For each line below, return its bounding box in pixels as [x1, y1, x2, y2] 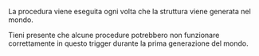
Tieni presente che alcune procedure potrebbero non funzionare [8, 31, 220, 39]
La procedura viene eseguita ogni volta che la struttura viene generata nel [8, 7, 251, 16]
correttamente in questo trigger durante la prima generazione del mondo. [8, 39, 249, 48]
